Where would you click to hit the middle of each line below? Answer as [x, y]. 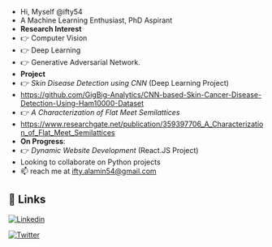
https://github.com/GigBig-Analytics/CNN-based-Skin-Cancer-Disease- [141, 95]
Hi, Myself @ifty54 [51, 12]
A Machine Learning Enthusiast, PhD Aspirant [96, 20]
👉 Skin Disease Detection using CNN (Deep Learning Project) [125, 83]
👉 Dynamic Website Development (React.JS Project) [109, 150]
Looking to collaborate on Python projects [90, 162]
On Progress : [43, 141]
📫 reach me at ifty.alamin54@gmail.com [88, 171]
